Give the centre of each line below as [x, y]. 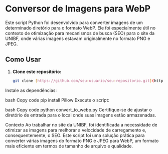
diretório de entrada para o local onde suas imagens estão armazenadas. [81, 115]
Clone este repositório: [37, 71]
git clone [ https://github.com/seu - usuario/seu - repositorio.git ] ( [83, 80]
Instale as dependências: [31, 90]
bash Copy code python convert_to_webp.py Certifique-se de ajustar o [78, 109]
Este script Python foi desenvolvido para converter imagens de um [74, 22]
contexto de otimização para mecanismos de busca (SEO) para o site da [80, 33]
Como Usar [23, 60]
